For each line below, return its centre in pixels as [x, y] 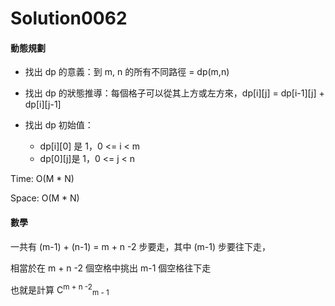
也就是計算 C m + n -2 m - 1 [60, 290]
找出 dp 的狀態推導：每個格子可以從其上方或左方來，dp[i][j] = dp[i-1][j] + [174, 93]
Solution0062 [69, 18]
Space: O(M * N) [45, 198]
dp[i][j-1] [43, 104]
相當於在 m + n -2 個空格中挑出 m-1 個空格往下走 [111, 268]
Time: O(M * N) [42, 179]
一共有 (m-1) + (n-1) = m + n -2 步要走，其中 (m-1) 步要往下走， [140, 246]
